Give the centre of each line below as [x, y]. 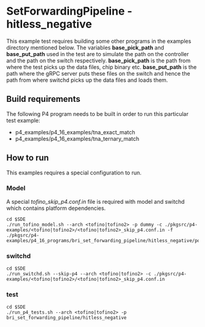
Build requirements [43, 99]
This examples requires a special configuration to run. [74, 173]
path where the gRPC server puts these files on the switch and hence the [98, 73]
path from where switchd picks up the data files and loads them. [87, 80]
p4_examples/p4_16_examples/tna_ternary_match [77, 138]
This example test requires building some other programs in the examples [99, 41]
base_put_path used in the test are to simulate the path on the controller [98, 54]
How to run [28, 158]
